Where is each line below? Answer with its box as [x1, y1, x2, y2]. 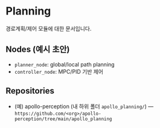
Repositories [5, 86, 55, 96]
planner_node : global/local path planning [14, 60, 115, 68]
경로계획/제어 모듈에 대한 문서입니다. [5, 25, 92, 32]
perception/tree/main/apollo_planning [14, 116, 112, 122]
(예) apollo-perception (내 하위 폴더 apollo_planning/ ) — [14, 103, 154, 110]
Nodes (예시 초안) [5, 44, 70, 55]
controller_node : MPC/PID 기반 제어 [14, 68, 104, 75]
